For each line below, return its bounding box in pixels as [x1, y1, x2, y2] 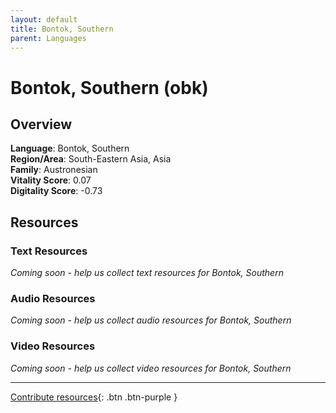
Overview [10, 116, 73, 133]
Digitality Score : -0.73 [10, 185, 103, 197]
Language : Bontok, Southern [10, 142, 130, 155]
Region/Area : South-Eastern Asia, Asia [10, 153, 172, 165]
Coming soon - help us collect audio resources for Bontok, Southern [10, 314, 292, 326]
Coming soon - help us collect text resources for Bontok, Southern [10, 267, 284, 279]
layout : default [10, 14, 78, 25]
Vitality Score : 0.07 [10, 174, 92, 186]
